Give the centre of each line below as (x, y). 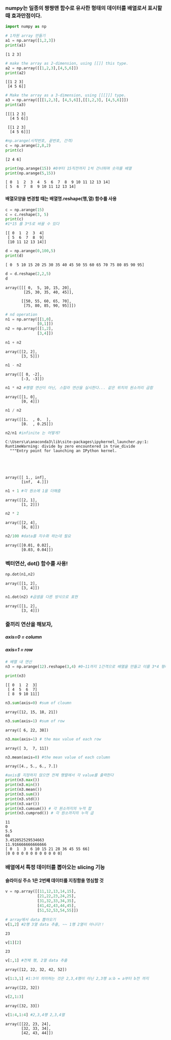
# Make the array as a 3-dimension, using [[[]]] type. (66, 95)
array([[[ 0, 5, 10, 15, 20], (38, 288)
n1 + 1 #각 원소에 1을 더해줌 (33, 491)
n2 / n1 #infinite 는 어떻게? (33, 433)
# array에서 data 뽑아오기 (31, 920)
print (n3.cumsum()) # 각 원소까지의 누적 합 (48, 808)
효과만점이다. (26, 15)
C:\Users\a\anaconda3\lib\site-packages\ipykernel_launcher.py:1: (77, 442)
